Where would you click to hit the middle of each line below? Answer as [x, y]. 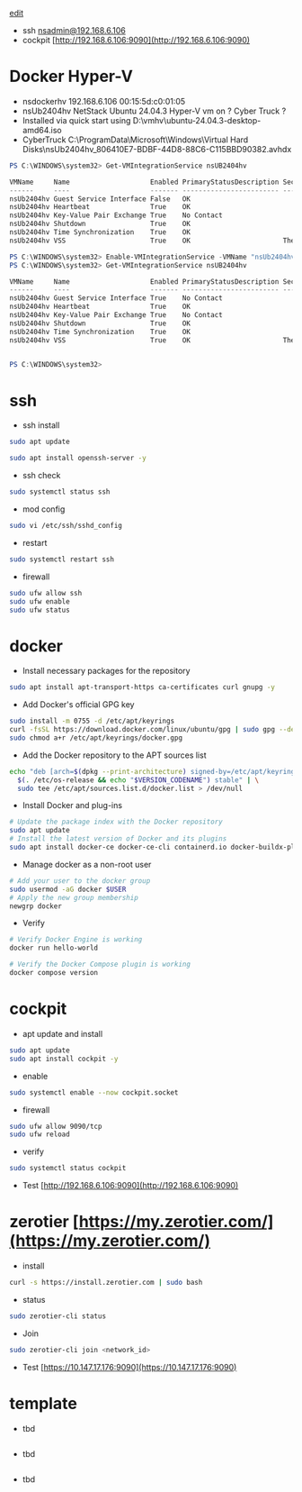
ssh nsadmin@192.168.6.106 [74, 30]
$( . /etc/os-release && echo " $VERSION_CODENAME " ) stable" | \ [138, 780]
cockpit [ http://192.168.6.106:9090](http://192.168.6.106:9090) [136, 40]
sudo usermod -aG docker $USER [68, 889]
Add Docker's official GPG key [78, 705]
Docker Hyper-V [71, 77]
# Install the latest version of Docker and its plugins [118, 839]
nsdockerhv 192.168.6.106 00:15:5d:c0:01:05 [104, 101]
